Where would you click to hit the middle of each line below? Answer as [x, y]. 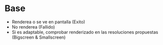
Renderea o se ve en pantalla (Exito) [49, 22]
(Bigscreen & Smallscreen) [39, 37]
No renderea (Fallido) [33, 27]
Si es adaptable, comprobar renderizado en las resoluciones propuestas [85, 32]
